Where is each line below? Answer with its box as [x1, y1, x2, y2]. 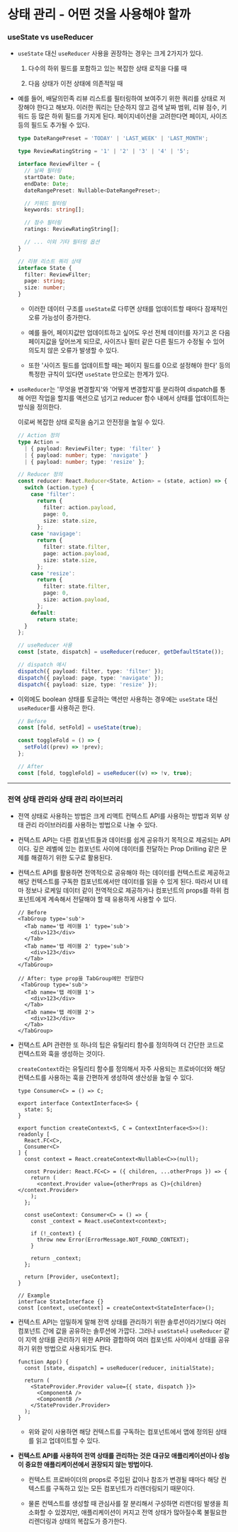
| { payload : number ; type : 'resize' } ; [24, 458, 145, 465]
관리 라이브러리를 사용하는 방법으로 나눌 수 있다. [25, 821, 158, 829]
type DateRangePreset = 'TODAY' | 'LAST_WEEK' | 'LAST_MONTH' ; [17, 135, 209, 142]
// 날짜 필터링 [24, 167, 62, 174]
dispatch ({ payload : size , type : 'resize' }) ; [17, 681, 158, 688]
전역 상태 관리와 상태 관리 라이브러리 [7, 794, 123, 804]
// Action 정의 [17, 432, 60, 439]
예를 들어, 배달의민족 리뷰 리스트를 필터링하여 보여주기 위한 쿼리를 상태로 [17, 94, 218, 103]
